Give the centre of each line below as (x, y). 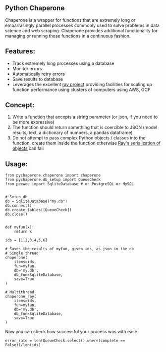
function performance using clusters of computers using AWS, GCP (81, 89)
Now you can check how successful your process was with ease (71, 332)
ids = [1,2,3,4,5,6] (27, 240)
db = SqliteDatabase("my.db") (36, 201)
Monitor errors (27, 68)
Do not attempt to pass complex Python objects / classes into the (79, 138)
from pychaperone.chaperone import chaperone (53, 176)
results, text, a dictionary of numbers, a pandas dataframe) (72, 132)
